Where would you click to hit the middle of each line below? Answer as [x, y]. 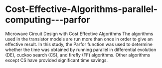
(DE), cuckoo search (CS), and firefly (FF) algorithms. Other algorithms [78, 55]
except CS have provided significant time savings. [57, 60]
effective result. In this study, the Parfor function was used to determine [79, 44]
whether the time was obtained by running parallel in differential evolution [81, 49]
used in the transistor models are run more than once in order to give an [79, 39]
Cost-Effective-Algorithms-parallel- [81, 9]
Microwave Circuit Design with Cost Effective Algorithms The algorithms [79, 33]
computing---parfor [48, 20]
